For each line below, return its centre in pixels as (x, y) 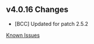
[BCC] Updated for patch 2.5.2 (51, 23)
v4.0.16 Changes (37, 10)
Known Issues (23, 35)
